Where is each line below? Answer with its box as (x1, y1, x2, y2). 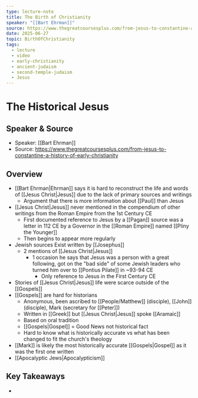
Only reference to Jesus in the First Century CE (41, 273, 156, 280)
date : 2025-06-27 (6, 31, 49, 37)
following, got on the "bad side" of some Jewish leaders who (32, 260, 181, 267)
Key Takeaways (6, 371, 65, 381)
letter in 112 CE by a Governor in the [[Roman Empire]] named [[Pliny (23, 222, 190, 229)
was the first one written (14, 348, 74, 355)
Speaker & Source (6, 124, 74, 134)
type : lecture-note (6, 8, 54, 15)
